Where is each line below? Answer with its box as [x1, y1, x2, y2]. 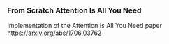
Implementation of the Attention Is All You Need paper [7, 22, 163, 30]
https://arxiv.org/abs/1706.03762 [7, 29, 102, 37]
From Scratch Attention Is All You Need [7, 6, 142, 15]
